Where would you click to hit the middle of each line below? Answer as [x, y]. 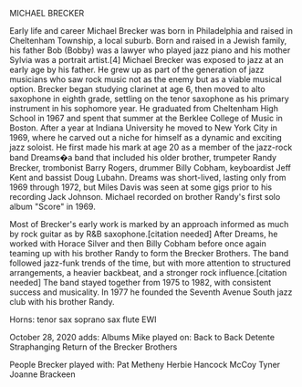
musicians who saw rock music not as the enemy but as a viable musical [146, 79]
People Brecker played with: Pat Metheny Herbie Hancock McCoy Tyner [145, 365]
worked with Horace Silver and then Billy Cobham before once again [138, 244]
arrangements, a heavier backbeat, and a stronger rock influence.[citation [148, 272]
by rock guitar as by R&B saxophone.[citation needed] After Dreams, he [144, 234]
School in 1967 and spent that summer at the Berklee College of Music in [146, 118]
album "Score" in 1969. [52, 206]
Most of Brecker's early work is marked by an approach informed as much [149, 224]
